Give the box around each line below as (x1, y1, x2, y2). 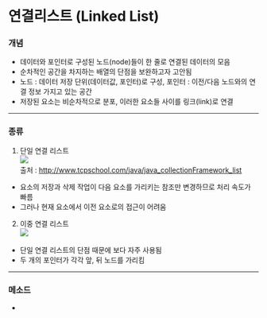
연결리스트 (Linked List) (8, 7, 160, 25)
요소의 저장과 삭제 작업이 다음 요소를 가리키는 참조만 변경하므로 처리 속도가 (19, 182, 252, 192)
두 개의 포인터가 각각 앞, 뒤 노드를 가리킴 (19, 255, 145, 265)
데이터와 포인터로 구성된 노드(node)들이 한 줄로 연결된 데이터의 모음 (19, 57, 230, 67)
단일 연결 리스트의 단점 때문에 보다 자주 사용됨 (19, 245, 162, 254)
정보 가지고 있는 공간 (28, 87, 93, 96)
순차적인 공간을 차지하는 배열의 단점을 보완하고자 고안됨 (19, 67, 192, 76)
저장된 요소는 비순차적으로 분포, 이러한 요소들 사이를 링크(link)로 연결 (19, 97, 234, 107)
